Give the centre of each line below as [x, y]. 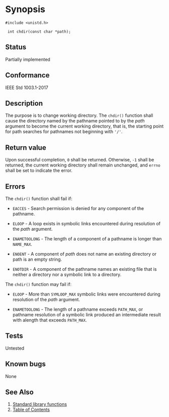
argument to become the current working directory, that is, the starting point [84, 126]
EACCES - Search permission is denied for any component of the [78, 208]
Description [24, 103]
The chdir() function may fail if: [38, 284]
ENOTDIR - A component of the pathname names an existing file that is [85, 269]
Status [16, 47]
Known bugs [26, 364]
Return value [26, 148]
